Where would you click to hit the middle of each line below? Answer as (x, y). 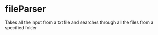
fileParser (26, 9)
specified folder (21, 27)
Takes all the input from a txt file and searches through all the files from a (79, 22)
